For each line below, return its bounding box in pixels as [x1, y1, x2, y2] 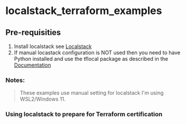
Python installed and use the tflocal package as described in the [13, 56, 169, 62]
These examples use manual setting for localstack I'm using [19, 89, 164, 97]
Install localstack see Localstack [13, 43, 92, 50]
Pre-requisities [5, 27, 61, 37]
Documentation [13, 61, 51, 68]
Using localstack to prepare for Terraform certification [5, 110, 163, 118]
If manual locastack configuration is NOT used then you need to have [13, 49, 181, 56]
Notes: [5, 76, 25, 84]
